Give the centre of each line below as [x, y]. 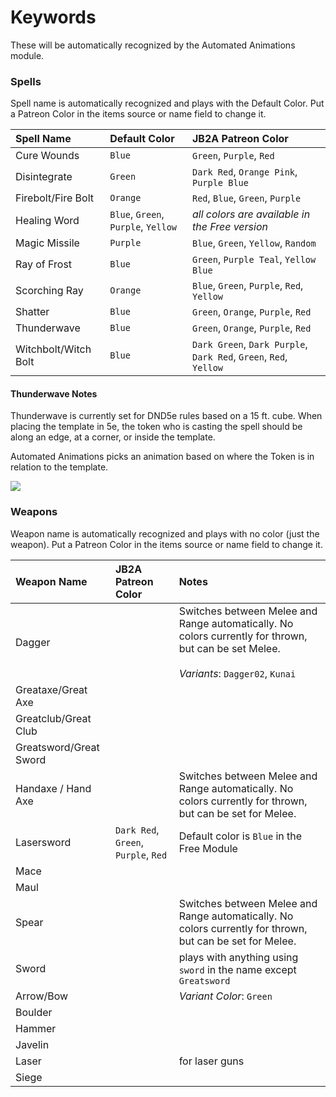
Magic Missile [47, 243]
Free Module [208, 848]
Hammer [36, 1028]
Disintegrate [44, 177]
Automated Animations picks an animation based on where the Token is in [162, 457]
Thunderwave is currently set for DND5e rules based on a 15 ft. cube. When [166, 416]
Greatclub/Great [53, 718]
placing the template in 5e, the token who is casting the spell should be [156, 427]
